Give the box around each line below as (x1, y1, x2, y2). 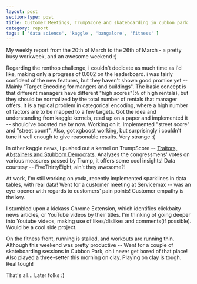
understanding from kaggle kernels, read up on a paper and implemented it (6, 114, 188, 121)
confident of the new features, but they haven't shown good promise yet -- (6, 77, 188, 84)
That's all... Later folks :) (6, 272, 65, 279)
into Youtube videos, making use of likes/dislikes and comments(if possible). (6, 217, 192, 224)
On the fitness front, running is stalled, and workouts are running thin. (6, 235, 175, 242)
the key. (6, 194, 25, 201)
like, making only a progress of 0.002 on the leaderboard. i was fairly (6, 71, 173, 78)
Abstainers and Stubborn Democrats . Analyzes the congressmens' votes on (6, 151, 190, 158)
